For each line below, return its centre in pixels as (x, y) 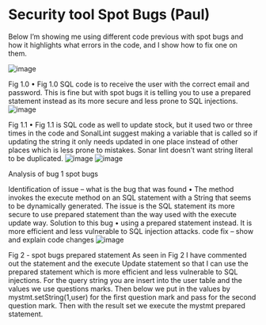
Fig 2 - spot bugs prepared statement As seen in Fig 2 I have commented (127, 254)
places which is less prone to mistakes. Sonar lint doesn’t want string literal (131, 150)
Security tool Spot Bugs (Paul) (109, 15)
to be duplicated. (36, 158)
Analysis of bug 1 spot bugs (53, 174)
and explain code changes (51, 239)
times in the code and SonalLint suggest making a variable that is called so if (133, 133)
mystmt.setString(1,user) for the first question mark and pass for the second (132, 297)
